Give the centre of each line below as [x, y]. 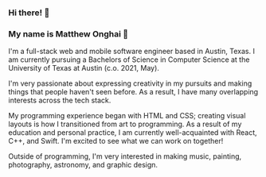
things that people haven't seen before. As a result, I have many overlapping [133, 92]
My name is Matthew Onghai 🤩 [68, 33]
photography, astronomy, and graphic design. [83, 165]
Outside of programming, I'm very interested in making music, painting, [125, 156]
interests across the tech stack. [60, 100]
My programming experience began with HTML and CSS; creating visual [127, 116]
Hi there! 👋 [29, 13]
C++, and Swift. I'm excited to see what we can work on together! [116, 141]
